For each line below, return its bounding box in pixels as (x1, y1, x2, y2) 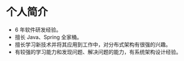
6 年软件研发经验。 (14, 26, 62, 33)
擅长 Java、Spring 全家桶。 (14, 33, 83, 40)
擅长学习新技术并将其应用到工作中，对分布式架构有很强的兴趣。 (14, 41, 171, 48)
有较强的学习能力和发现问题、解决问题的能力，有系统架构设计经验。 (14, 48, 182, 55)
